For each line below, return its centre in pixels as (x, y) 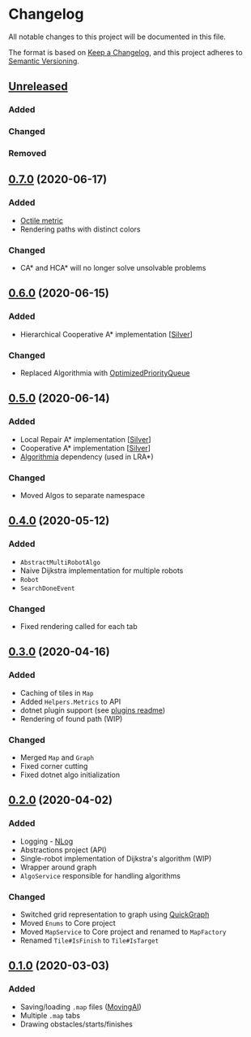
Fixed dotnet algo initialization (70, 775)
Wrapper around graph (58, 867)
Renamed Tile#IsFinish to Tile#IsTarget (89, 940)
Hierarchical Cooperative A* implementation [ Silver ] (106, 334)
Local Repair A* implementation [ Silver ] (85, 439)
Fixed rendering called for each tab (79, 627)
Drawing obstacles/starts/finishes (77, 1024)
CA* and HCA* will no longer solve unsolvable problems (113, 268)
